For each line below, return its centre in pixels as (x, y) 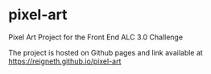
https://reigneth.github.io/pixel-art (65, 61)
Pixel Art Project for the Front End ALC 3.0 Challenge (96, 37)
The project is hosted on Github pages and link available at (105, 52)
